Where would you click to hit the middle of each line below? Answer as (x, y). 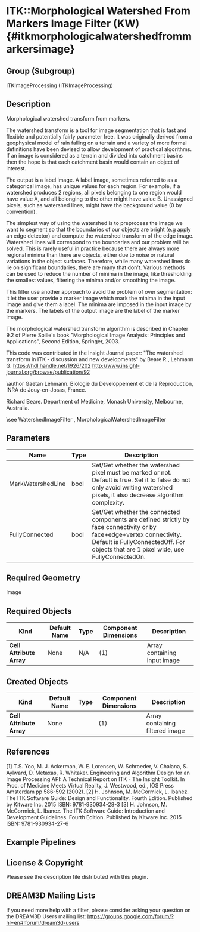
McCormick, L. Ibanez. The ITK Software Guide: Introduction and (86, 811)
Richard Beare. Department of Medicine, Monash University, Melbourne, (95, 401)
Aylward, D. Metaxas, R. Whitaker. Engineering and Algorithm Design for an (98, 773)
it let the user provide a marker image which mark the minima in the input (96, 298)
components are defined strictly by (141, 519)
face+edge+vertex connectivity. (137, 534)
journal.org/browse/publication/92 (48, 372)
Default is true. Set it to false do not (141, 480)
